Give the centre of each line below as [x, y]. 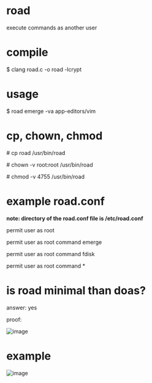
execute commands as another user [52, 28]
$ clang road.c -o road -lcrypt [44, 69]
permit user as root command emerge [54, 242]
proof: [14, 319]
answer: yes [22, 308]
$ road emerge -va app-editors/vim [51, 111]
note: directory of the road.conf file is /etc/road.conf [75, 218]
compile [27, 52]
